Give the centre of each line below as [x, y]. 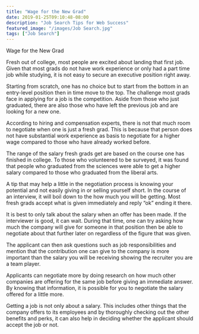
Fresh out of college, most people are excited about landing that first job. [95, 62]
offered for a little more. [35, 294]
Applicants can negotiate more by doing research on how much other [91, 275]
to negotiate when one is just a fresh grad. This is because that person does [99, 130]
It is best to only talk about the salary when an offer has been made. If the [97, 215]
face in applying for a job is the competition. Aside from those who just [93, 99]
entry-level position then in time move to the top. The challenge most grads [98, 93]
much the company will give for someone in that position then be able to [94, 227]
